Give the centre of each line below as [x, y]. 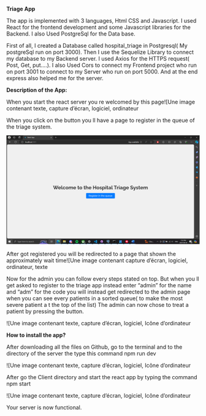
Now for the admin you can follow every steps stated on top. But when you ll [103, 279]
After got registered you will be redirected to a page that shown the [91, 254]
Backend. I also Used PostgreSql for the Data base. [71, 34]
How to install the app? [36, 335]
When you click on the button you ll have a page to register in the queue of [101, 120]
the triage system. [29, 127]
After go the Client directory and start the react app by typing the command [102, 377]
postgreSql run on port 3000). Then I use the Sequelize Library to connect [100, 52]
